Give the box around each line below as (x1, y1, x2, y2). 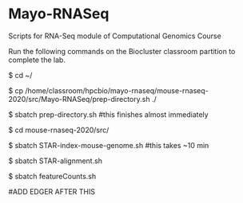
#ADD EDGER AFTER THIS (8, 186, 96, 196)
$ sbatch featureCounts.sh (8, 171, 97, 181)
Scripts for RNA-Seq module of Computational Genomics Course (8, 31, 221, 41)
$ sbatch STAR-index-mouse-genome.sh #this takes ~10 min (8, 140, 209, 150)
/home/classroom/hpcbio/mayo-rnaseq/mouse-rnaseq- (25, 85, 209, 96)
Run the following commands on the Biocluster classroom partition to (8, 46, 236, 56)
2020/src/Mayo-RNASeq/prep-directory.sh (8, 94, 150, 103)
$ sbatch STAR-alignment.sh (8, 156, 102, 166)
